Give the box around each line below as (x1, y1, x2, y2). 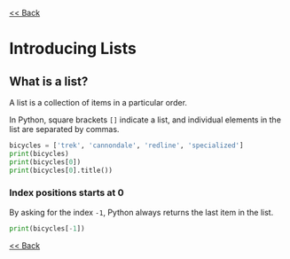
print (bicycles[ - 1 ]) (9, 224, 86, 233)
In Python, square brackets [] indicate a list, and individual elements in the (9, 114, 282, 125)
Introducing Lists (9, 39, 137, 59)
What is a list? (9, 74, 89, 89)
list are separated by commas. (9, 124, 120, 134)
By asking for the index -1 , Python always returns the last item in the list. (9, 207, 274, 217)
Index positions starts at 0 (9, 186, 124, 199)
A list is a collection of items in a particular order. (9, 98, 188, 107)
